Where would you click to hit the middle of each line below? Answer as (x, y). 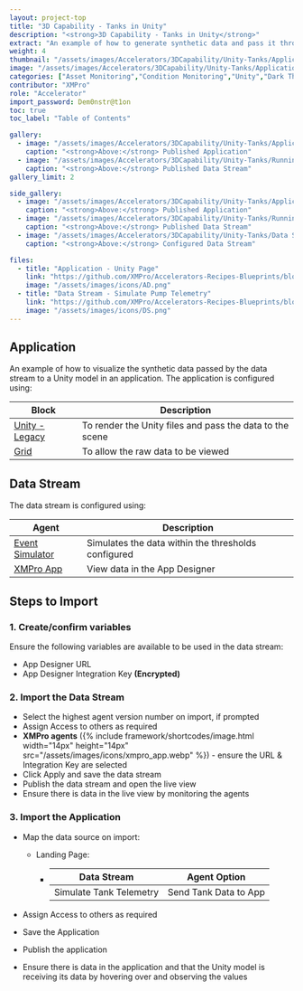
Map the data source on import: (81, 836)
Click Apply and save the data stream (92, 775)
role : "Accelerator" (48, 93)
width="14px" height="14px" (75, 746)
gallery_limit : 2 (42, 177)
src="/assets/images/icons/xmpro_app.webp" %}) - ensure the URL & (152, 755)
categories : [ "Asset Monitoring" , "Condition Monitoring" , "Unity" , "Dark (147, 77)
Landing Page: (63, 854)
